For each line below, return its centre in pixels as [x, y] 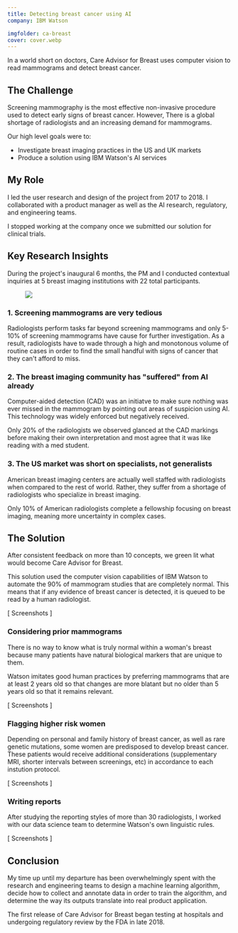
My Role [26, 180]
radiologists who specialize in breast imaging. [74, 494]
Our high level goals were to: [49, 137]
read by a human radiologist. [49, 600]
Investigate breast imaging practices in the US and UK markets [109, 150]
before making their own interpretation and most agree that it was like [109, 438]
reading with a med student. [49, 445]
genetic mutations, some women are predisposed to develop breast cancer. [118, 746]
